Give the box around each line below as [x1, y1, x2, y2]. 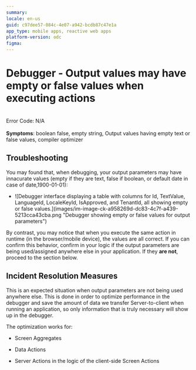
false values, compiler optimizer [6, 136, 83, 143]
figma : [6, 41, 22, 46]
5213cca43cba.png [14, 211, 62, 218]
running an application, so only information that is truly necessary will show [6, 305, 189, 312]
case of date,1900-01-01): [6, 181, 68, 188]
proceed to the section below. [6, 254, 78, 261]
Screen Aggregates [14, 334, 62, 341]
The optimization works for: [6, 323, 73, 330]
